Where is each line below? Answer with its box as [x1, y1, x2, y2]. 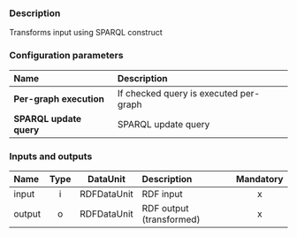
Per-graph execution [13, 92, 104, 104]
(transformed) [141, 213, 201, 226]
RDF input [141, 187, 183, 200]
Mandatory [235, 172, 284, 185]
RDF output [141, 202, 189, 214]
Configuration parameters [9, 50, 124, 62]
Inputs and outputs [9, 149, 93, 162]
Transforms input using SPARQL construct [9, 27, 164, 38]
